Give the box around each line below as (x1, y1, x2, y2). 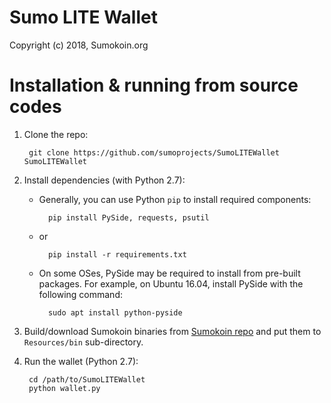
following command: (38, 288, 123, 300)
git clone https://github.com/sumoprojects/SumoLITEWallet (28, 147, 280, 158)
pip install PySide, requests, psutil (47, 212, 210, 223)
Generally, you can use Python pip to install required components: (38, 193, 312, 205)
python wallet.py (28, 383, 101, 393)
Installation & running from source (9, 74, 299, 97)
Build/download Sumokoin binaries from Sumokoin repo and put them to (23, 325, 322, 337)
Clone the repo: (23, 128, 89, 140)
